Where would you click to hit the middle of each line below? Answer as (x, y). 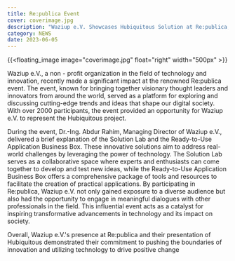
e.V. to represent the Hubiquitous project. (67, 118)
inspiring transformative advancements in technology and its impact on (110, 214)
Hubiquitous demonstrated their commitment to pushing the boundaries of (115, 242)
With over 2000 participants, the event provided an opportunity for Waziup (115, 111)
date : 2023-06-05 (33, 40)
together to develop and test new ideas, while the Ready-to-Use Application (117, 169)
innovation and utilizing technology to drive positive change (94, 250)
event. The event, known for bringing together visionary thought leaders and (118, 88)
